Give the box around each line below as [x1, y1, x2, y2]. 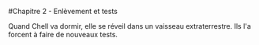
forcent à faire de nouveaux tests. [8, 30, 118, 39]
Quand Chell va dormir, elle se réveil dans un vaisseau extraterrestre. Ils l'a [8, 22, 251, 30]
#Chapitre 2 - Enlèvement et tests [8, 7, 118, 16]
